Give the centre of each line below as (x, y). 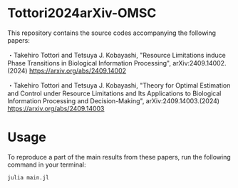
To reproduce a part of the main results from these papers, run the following (119, 157)
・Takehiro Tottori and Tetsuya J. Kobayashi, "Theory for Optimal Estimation (119, 85)
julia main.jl (29, 177)
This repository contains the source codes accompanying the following (112, 33)
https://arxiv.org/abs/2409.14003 (56, 108)
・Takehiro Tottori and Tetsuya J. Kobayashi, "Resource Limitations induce (117, 55)
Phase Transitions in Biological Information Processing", (89, 63)
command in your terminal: (47, 164)
